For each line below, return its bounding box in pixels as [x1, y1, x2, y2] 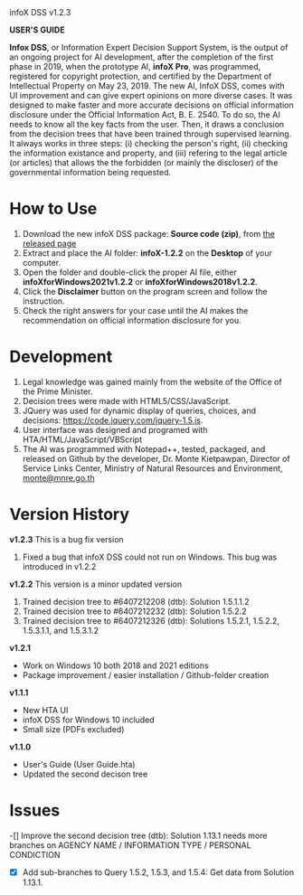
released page [22, 238, 77, 249]
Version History [9, 504, 129, 525]
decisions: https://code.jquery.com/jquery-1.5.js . [22, 414, 204, 426]
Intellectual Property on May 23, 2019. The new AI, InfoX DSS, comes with [9, 80, 285, 91]
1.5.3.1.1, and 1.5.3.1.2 [22, 625, 99, 636]
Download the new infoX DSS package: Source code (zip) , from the [22, 228, 276, 239]
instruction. [22, 296, 65, 306]
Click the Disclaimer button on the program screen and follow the [22, 286, 268, 297]
